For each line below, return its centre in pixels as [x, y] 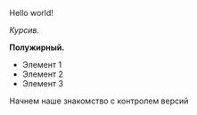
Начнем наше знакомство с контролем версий [99, 101]
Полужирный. [37, 47]
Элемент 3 [43, 83]
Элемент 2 [43, 74]
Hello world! [31, 13]
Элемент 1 [42, 65]
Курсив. [25, 30]
